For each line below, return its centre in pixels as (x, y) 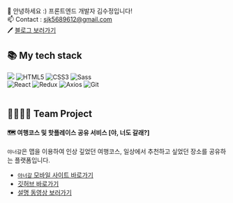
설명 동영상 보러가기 (44, 192)
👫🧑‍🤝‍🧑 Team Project (50, 114)
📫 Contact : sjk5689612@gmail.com (60, 19)
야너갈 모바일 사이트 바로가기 (55, 175)
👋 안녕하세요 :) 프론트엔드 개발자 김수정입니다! (70, 11)
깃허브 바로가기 (38, 184)
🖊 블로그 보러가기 (32, 30)
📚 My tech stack (45, 56)
